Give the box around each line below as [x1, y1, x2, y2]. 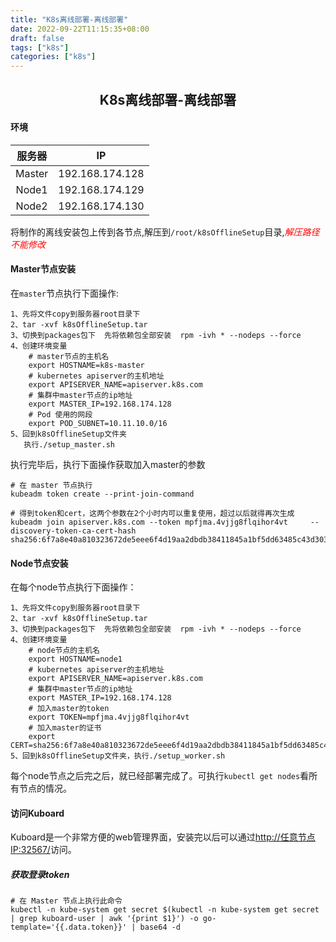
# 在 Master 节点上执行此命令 [10, 896, 123, 906]
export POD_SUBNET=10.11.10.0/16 [28, 418, 168, 428]
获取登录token [10, 868, 70, 880]
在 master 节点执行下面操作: [10, 287, 119, 299]
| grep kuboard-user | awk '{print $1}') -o [10, 914, 199, 924]
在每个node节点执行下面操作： [10, 581, 137, 593]
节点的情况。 [18, 782, 72, 795]
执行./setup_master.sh [23, 439, 115, 450]
